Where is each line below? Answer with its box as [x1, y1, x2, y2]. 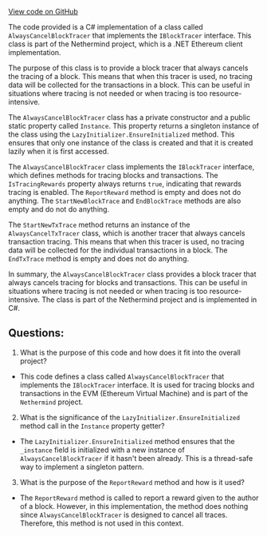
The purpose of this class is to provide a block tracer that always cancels [8, 63, 249, 73]
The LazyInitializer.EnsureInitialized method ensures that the [19, 436, 235, 446]
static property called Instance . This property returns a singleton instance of [8, 121, 260, 130]
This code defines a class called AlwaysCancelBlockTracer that [19, 371, 225, 381]
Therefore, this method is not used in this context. [19, 518, 184, 528]
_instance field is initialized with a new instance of [19, 445, 185, 455]
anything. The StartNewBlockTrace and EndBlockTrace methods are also [8, 196, 241, 205]
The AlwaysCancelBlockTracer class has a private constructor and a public [8, 113, 251, 122]
